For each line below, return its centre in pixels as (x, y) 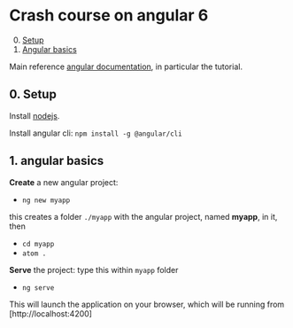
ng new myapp (46, 200)
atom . (34, 254)
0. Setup (33, 94)
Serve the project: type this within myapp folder (94, 269)
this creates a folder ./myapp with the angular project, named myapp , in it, (143, 216)
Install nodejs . (35, 115)
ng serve (38, 288)
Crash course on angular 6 (109, 16)
